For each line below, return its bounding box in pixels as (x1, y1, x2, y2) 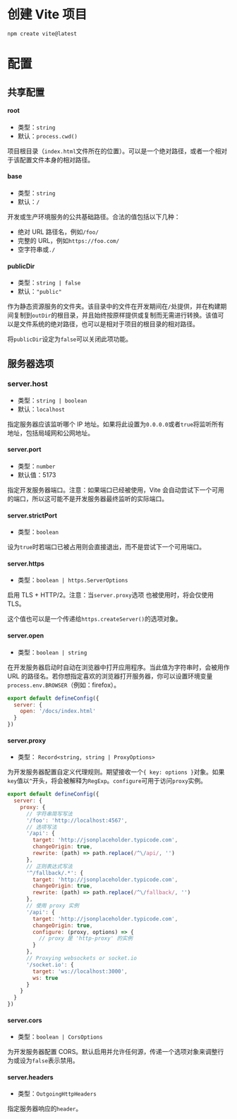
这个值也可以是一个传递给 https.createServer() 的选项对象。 (7, 615, 182, 623)
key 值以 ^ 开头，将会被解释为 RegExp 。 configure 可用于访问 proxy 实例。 (7, 777, 207, 785)
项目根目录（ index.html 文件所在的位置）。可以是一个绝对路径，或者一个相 (7, 146, 221, 155)
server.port (7, 445, 42, 454)
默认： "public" (17, 287, 62, 296)
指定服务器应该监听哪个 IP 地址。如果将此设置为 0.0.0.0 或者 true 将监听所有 (7, 419, 224, 428)
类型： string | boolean (17, 396, 87, 405)
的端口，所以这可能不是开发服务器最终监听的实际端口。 (7, 495, 168, 503)
